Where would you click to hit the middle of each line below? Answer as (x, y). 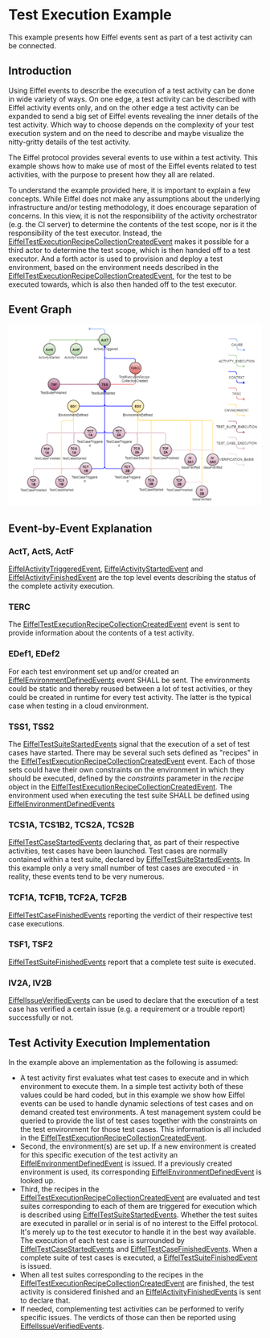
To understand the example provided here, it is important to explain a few (129, 190)
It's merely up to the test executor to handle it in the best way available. (138, 1232)
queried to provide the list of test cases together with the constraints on (139, 1121)
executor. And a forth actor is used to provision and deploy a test (116, 259)
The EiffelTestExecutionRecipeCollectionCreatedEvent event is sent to (124, 624)
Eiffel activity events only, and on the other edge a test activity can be (124, 107)
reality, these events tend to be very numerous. (86, 876)
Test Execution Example (90, 15)
